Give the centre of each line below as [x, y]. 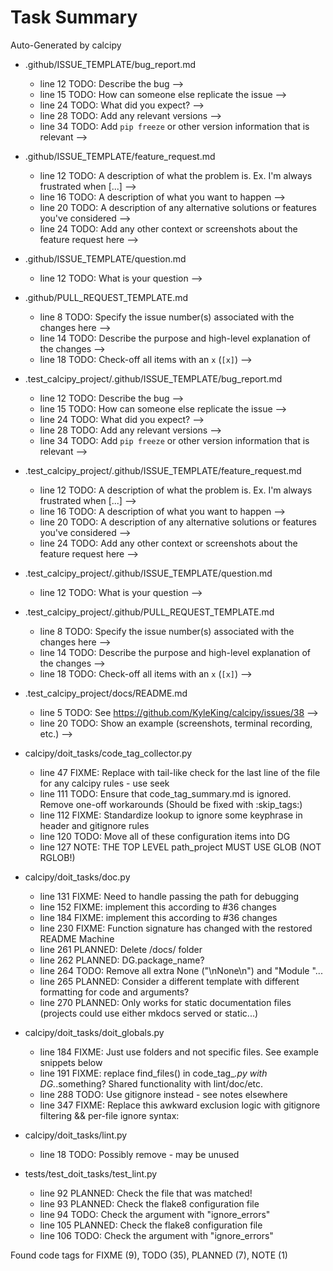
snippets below [71, 1062]
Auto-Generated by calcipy [66, 45]
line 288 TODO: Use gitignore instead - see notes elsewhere [163, 1094]
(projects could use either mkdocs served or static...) [149, 1013]
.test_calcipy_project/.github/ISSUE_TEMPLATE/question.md [148, 573]
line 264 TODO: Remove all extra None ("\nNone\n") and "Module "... [181, 970]
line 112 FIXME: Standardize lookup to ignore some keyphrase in [171, 815]
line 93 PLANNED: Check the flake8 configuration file [149, 1203]
